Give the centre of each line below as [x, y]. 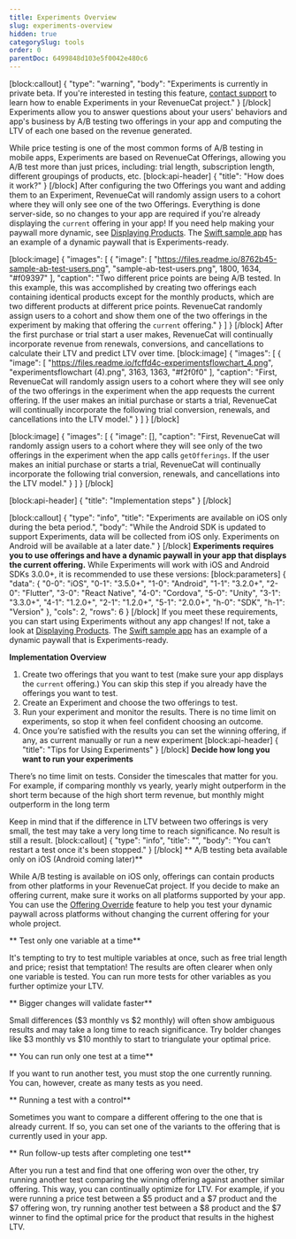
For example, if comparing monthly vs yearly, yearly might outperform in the [148, 786]
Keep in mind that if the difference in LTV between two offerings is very [139, 821]
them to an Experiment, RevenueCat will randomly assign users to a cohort [145, 195]
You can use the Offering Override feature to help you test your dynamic [140, 905]
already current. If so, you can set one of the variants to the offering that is [145, 1127]
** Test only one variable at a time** [75, 941]
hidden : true [33, 34]
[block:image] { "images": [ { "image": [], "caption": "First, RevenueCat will [144, 436]
